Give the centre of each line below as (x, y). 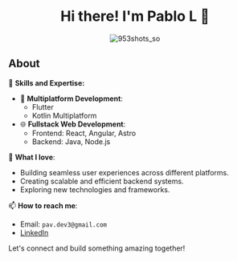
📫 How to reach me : (43, 205)
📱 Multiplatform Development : (71, 98)
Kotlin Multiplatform (64, 115)
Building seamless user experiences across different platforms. (124, 172)
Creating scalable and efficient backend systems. (102, 181)
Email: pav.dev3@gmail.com (63, 224)
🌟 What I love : (32, 157)
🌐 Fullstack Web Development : (73, 124)
